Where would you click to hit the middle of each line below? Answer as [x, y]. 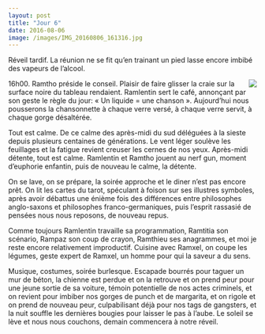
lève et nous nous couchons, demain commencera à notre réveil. [113, 322]
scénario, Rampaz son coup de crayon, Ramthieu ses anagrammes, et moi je [132, 239]
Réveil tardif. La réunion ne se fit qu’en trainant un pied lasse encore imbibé [131, 60]
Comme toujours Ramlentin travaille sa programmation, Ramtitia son [118, 231]
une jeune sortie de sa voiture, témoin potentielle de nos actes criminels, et [130, 288]
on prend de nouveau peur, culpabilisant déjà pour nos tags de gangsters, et [132, 305]
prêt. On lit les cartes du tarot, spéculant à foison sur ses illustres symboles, [131, 190]
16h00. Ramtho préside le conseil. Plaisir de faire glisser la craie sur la [121, 84]
